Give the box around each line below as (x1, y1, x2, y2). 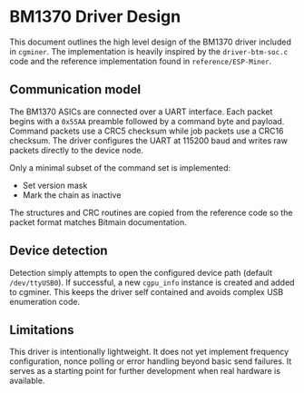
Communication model (9, 82, 142, 97)
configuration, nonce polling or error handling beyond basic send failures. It (9, 356, 292, 367)
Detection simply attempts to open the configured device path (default (9, 267, 273, 278)
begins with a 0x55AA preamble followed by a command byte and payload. (9, 115, 285, 126)
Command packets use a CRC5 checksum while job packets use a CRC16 (9, 125, 284, 136)
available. (9, 375, 45, 387)
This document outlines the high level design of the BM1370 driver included (9, 36, 292, 47)
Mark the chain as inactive (22, 189, 122, 201)
